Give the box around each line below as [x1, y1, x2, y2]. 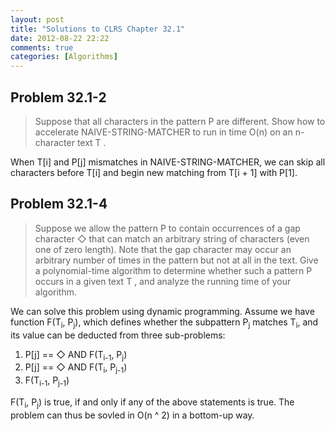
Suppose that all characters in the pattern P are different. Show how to [34, 115, 326, 127]
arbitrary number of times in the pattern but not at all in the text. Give [34, 254, 319, 266]
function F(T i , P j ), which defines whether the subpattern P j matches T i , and [10, 316, 319, 330]
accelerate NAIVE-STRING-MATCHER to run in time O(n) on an [34, 126, 293, 138]
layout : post [10, 14, 65, 25]
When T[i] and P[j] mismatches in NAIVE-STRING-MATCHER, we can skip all [10, 156, 326, 168]
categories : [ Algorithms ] [10, 52, 118, 62]
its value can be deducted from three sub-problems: [10, 329, 226, 341]
